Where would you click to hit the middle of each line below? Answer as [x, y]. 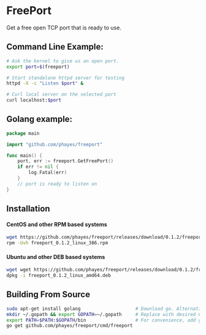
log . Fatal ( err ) [48, 173]
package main [23, 133]
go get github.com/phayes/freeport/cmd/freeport [70, 326]
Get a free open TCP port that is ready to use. [64, 28]
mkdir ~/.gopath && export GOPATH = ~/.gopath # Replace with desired [101, 314]
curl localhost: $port [34, 100]
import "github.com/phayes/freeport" [55, 145]
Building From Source [48, 295]
